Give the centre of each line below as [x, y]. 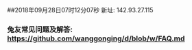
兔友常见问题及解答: [40, 29]
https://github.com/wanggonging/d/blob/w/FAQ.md [96, 38]
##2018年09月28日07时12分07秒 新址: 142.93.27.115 [80, 10]
